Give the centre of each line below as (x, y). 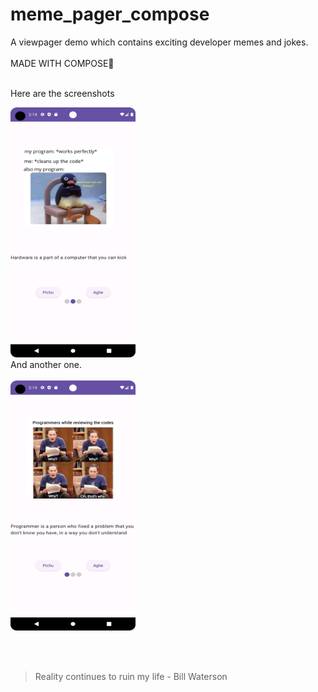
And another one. (46, 364)
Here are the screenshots (62, 93)
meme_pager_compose (110, 14)
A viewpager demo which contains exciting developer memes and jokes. (159, 42)
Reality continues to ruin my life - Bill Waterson (131, 676)
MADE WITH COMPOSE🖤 (62, 63)
